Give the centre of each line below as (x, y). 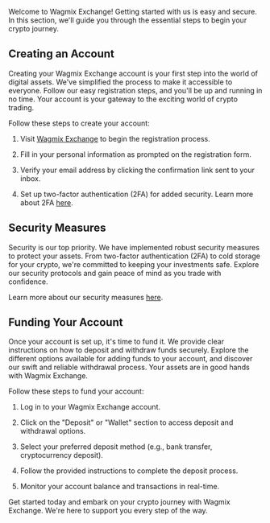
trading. (21, 107)
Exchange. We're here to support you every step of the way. (108, 511)
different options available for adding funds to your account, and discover (131, 359)
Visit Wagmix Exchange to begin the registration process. (115, 138)
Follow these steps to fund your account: (76, 391)
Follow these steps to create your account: (79, 123)
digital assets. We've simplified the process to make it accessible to (120, 82)
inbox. (30, 178)
